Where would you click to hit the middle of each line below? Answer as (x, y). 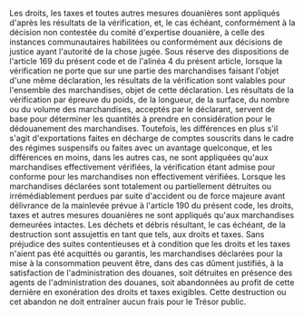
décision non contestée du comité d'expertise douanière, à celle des (137, 32)
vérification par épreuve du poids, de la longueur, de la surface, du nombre (150, 100)
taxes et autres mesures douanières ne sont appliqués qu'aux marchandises (152, 215)
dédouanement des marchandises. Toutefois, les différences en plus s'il (144, 129)
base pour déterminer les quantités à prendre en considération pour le (141, 119)
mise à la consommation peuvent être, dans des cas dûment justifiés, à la (147, 263)
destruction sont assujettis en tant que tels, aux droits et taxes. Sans (137, 234)
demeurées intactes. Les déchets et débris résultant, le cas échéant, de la (147, 225)
